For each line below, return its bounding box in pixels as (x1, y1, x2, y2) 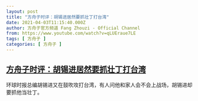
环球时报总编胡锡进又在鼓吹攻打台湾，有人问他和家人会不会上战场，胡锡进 (6, 81, 187, 88)
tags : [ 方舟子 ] (6, 36, 46, 42)
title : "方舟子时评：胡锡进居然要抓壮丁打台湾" (6, 14, 109, 20)
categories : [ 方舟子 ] (6, 42, 62, 48)
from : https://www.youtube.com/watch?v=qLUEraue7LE (6, 31, 136, 36)
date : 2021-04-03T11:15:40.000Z (6, 19, 86, 25)
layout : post (6, 8, 38, 15)
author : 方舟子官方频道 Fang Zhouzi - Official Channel (6, 25, 141, 31)
